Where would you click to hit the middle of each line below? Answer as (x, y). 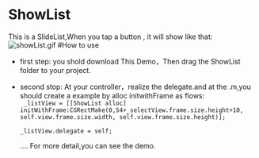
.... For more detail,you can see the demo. (88, 145)
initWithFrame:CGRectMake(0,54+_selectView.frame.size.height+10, (131, 110)
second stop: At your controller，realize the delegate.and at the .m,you (135, 87)
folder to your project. (55, 70)
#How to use (78, 44)
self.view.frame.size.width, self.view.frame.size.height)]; (123, 117)
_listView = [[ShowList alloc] (75, 103)
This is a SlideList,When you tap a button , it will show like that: (110, 37)
